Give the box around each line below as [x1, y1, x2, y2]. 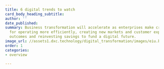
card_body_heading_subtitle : [5, 12, 64, 17]
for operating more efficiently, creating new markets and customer [9, 30, 152, 34]
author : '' [5, 16, 27, 21]
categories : [5, 48, 29, 52]
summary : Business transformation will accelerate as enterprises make [5, 25, 154, 30]
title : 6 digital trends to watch [5, 7, 76, 12]
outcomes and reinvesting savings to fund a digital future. [9, 34, 137, 39]
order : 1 [5, 43, 23, 48]
